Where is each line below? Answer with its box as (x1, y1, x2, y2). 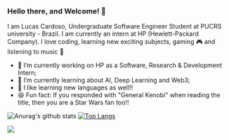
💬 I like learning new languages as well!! (17, 83, 133, 92)
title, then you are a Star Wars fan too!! (17, 98, 129, 107)
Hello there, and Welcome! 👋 (7, 6, 107, 16)
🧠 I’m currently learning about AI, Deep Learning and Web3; (17, 76, 191, 85)
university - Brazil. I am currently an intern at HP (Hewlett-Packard (7, 29, 199, 38)
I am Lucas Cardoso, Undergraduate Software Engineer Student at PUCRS (7, 22, 222, 31)
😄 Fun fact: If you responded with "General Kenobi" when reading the (17, 91, 221, 99)
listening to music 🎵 (7, 48, 65, 56)
